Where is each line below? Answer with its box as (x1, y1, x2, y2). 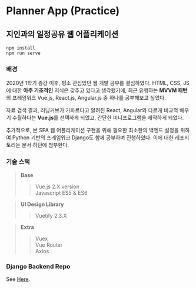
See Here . (6, 276, 31, 283)
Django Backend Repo (6, 262, 71, 270)
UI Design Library (20, 201, 64, 208)
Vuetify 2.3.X (35, 212, 67, 219)
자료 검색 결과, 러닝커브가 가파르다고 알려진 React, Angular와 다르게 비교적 (6, 107, 178, 114)
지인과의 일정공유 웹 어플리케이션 (6, 29, 119, 39)
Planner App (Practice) (6, 4, 120, 18)
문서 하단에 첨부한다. (21, 142, 69, 149)
